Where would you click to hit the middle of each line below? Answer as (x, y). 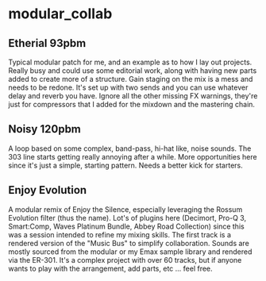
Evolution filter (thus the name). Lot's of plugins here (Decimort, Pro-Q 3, (127, 217)
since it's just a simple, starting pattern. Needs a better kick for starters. (126, 165)
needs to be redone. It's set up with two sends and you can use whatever (128, 87)
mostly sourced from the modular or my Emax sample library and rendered (130, 252)
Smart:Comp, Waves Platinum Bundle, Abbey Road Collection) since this (126, 226)
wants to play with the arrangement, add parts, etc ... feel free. (110, 268)
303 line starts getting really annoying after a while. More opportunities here (133, 156)
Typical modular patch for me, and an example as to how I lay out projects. (130, 62)
